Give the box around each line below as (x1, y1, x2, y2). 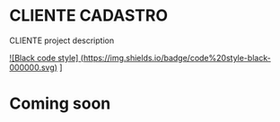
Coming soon (9, 93, 111, 114)
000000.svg (9, 62, 56, 73)
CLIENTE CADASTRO (9, 5, 169, 26)
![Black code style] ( (9, 52, 83, 63)
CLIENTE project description (9, 35, 115, 46)
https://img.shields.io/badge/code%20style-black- (83, 52, 271, 63)
